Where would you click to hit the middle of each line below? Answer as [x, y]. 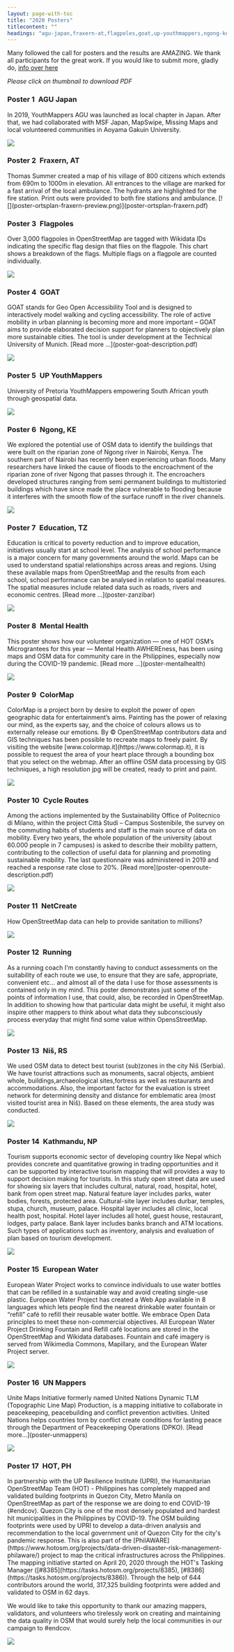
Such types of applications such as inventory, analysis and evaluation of [111, 1231]
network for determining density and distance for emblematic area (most [111, 1096]
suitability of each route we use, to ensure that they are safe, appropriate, [112, 975]
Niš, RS [55, 1050]
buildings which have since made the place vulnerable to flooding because [115, 489]
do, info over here [33, 68]
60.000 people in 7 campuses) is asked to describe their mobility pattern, [112, 845]
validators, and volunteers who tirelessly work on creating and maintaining [114, 1614]
